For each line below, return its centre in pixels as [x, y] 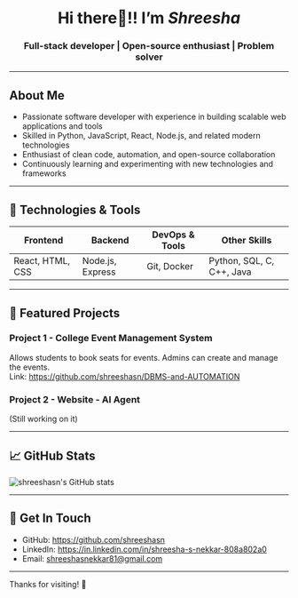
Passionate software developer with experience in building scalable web [154, 117]
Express [99, 272]
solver [149, 57]
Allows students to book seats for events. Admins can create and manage [144, 357]
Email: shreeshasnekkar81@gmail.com [92, 558]
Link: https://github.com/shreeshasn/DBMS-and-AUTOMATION [125, 376]
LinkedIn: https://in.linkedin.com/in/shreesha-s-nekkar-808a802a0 [145, 549]
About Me [37, 96]
